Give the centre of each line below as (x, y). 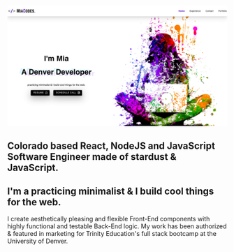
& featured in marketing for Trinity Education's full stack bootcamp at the (112, 234)
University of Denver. (38, 241)
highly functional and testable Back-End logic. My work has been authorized (117, 226)
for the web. (34, 202)
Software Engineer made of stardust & (92, 157)
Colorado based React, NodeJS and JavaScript (111, 146)
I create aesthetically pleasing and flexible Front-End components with (109, 219)
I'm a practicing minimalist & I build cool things (111, 191)
